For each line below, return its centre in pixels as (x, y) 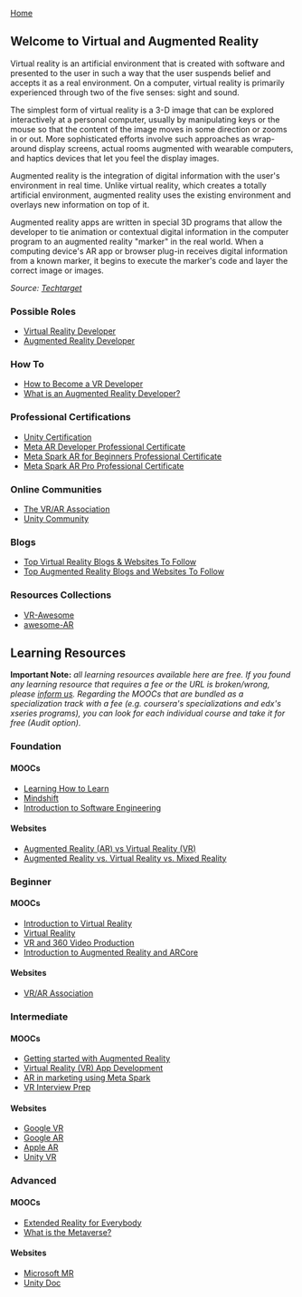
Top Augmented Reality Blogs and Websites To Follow (124, 571)
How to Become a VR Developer (83, 384)
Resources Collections (61, 595)
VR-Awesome (49, 615)
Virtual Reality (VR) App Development (93, 1068)
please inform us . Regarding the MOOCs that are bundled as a (127, 694)
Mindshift (41, 798)
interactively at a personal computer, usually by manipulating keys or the (145, 119)
